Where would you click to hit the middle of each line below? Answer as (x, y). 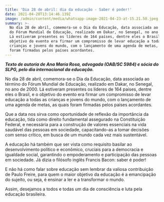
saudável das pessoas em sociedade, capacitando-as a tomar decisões (77, 129)
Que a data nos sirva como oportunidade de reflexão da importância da (77, 114)
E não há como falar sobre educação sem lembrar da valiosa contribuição (79, 169)
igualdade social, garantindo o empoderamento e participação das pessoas (81, 154)
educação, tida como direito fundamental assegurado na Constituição (75, 119)
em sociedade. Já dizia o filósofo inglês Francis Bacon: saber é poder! (76, 160)
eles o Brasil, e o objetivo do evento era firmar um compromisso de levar (78, 94)
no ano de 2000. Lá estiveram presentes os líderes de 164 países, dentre (78, 89)
